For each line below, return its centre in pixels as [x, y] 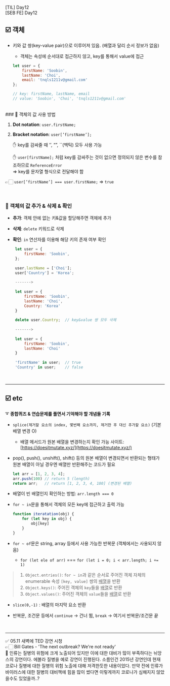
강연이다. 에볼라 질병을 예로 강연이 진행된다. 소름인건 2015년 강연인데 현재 [88, 659]
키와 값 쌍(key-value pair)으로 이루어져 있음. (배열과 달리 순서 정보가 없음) [86, 45]
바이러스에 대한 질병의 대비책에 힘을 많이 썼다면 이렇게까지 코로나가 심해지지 [80, 672]
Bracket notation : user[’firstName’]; [52, 134]
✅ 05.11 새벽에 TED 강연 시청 [34, 641]
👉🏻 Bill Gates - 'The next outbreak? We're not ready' [61, 646]
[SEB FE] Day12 [22, 13]
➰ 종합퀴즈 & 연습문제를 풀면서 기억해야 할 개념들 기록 [58, 414]
